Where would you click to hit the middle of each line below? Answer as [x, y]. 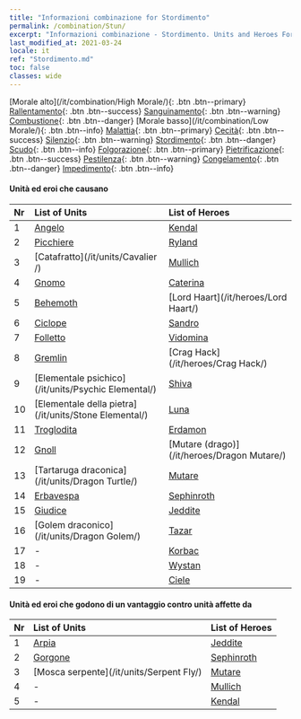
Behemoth [56, 303]
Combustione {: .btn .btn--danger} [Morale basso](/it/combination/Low [139, 120]
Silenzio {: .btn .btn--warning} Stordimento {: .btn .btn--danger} [160, 139]
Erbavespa [57, 495]
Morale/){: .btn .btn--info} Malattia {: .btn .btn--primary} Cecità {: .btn [135, 130]
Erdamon [188, 429]
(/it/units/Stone [66, 415]
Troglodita [56, 429]
